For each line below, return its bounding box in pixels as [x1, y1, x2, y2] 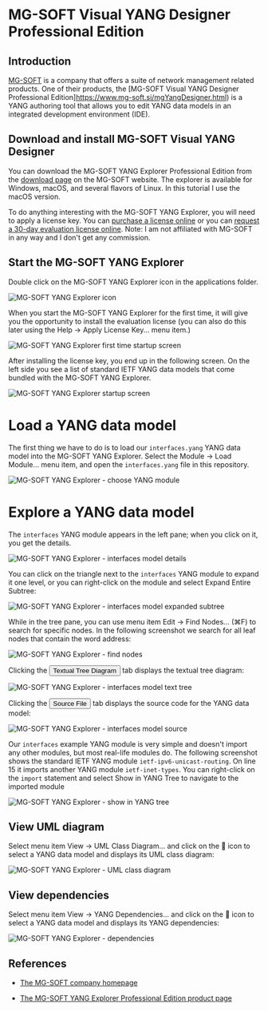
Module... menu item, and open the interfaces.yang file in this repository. [8, 459, 250, 469]
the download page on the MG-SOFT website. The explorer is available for [8, 174, 253, 184]
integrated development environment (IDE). [8, 109, 150, 119]
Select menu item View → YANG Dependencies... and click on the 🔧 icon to [8, 910, 254, 919]
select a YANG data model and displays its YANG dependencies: [8, 918, 219, 928]
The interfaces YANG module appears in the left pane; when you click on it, [8, 529, 258, 539]
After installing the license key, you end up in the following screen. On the [8, 355, 250, 365]
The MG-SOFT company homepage [19, 977, 138, 987]
